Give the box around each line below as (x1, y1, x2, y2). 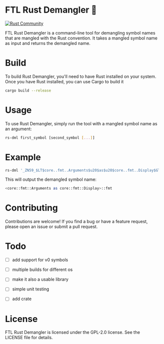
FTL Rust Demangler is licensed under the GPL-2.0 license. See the (5, 329, 140, 335)
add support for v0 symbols (12, 257, 68, 263)
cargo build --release (5, 88, 51, 93)
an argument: (5, 126, 32, 132)
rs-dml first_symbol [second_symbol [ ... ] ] (5, 135, 95, 140)
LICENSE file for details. (5, 335, 53, 341)
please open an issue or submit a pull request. (5, 224, 98, 229)
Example (5, 152, 41, 163)
